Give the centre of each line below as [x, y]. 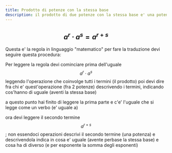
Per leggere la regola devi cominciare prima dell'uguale [63, 65]
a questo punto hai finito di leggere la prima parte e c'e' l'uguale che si [80, 102]
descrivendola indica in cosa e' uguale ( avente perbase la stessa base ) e [82, 139]
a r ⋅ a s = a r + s [86, 36]
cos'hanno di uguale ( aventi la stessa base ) [51, 92]
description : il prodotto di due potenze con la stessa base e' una [80, 15]
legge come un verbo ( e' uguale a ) [42, 107]
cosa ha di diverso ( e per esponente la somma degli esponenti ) [72, 145]
